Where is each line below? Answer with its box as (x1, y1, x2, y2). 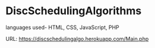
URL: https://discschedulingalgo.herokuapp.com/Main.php (5, 35, 149, 42)
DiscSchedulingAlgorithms (5, 4, 142, 18)
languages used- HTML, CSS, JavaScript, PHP (5, 24, 119, 31)
